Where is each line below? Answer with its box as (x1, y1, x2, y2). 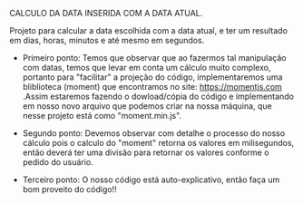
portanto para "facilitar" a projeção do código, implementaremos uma (22, 72, 283, 83)
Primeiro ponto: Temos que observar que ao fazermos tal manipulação (22, 53, 287, 63)
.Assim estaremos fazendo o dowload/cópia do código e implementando (22, 91, 295, 102)
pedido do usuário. (22, 157, 93, 167)
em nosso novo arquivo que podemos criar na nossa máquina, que (22, 101, 272, 112)
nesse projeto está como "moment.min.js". (22, 111, 182, 121)
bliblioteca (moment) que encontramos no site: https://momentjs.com (22, 82, 283, 92)
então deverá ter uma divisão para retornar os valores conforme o (22, 147, 269, 158)
